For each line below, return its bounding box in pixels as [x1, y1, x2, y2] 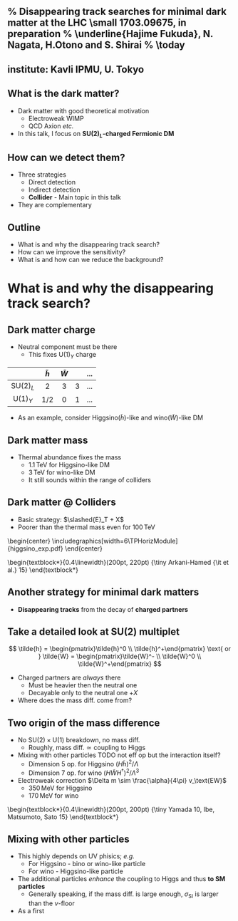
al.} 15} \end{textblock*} [7, 566, 78, 574]
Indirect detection [28, 185, 81, 194]
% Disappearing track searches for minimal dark [7, 6, 227, 18]
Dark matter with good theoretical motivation [17, 106, 150, 115]
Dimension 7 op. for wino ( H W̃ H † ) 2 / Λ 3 [28, 767, 140, 777]
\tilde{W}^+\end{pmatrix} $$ [78, 660, 162, 668]
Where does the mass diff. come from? [17, 696, 133, 704]
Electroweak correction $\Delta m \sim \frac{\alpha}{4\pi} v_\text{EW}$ [17, 776, 227, 784]
